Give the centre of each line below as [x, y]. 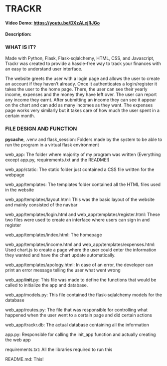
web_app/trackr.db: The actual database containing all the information [77, 324]
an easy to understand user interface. [44, 68]
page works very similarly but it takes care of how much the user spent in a [83, 110]
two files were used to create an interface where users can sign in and [78, 219]
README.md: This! [24, 359]
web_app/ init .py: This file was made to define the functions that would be [81, 279]
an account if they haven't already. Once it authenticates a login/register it [81, 83]
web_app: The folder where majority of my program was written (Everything [83, 154]
